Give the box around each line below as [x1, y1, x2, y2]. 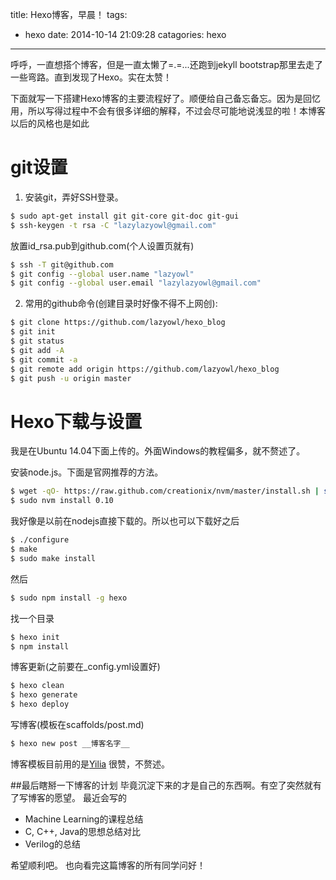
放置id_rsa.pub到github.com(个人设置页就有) [10, 239, 195, 252]
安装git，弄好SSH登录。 [24, 191, 124, 203]
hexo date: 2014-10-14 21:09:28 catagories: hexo [24, 29, 227, 40]
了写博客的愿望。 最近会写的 [10, 791, 127, 803]
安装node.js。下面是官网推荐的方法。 [10, 466, 164, 478]
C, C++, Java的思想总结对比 [24, 825, 142, 837]
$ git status [10, 336, 65, 347]
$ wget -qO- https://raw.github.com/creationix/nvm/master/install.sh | [10, 486, 320, 497]
